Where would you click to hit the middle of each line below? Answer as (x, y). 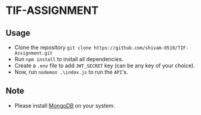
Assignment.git (33, 53)
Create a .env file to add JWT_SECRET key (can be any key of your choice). (105, 65)
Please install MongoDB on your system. (65, 105)
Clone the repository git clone (53, 47)
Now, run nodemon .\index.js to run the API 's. (71, 72)
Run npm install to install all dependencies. (69, 59)
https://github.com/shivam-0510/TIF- (141, 48)
